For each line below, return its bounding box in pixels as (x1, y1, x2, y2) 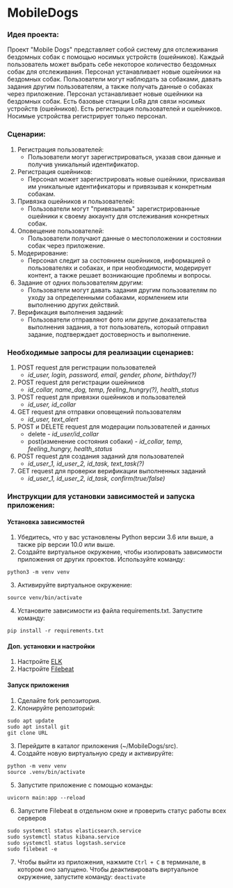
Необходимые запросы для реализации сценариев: (7, 347, 194, 357)
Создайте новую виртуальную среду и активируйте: (17, 749, 174, 757)
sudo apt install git (7, 723, 70, 730)
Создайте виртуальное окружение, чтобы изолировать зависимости (17, 548, 223, 556)
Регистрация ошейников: (17, 167, 93, 175)
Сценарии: (7, 129, 47, 139)
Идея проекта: (7, 30, 59, 40)
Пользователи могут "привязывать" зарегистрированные (27, 204, 200, 213)
